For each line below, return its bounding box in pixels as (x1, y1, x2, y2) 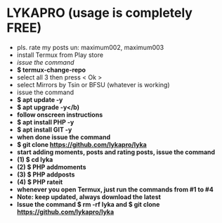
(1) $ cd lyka (16, 155, 53, 163)
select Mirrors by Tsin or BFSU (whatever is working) (16, 80, 170, 89)
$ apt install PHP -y (16, 117, 74, 126)
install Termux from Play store (16, 51, 103, 59)
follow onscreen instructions (16, 110, 103, 119)
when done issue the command (16, 132, 110, 141)
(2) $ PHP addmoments (16, 163, 86, 171)
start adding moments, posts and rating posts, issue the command (16, 148, 216, 156)
